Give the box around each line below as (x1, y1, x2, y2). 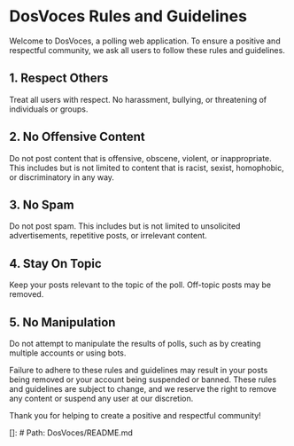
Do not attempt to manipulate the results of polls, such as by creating (9, 339, 261, 348)
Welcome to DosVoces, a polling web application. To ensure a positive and (9, 35, 281, 46)
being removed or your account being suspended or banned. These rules (9, 374, 277, 385)
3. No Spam (9, 197, 74, 212)
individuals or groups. (9, 104, 89, 114)
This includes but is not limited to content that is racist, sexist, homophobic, (9, 162, 285, 173)
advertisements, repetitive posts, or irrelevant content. (9, 231, 208, 241)
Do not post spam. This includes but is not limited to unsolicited (9, 221, 241, 231)
